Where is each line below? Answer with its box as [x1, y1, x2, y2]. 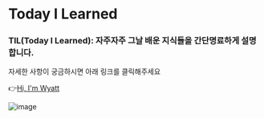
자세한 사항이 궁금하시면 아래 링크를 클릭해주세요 [8, 67, 161, 76]
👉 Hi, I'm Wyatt [8, 84, 60, 93]
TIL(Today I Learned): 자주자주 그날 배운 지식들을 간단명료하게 [8, 35, 240, 47]
